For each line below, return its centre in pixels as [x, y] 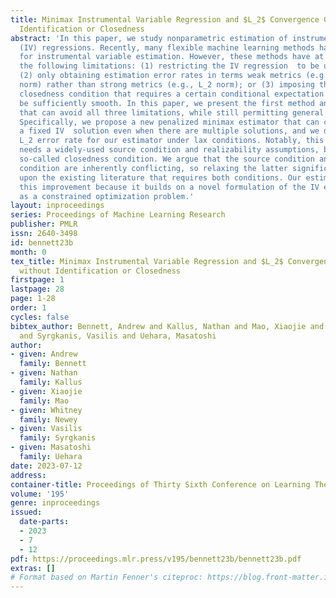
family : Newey [48, 419]
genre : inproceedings [55, 503]
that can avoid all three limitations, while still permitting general [172, 112]
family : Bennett [53, 364]
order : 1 [28, 308]
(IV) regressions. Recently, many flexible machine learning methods [167, 47]
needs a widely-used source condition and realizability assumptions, [169, 150]
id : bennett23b [42, 242]
